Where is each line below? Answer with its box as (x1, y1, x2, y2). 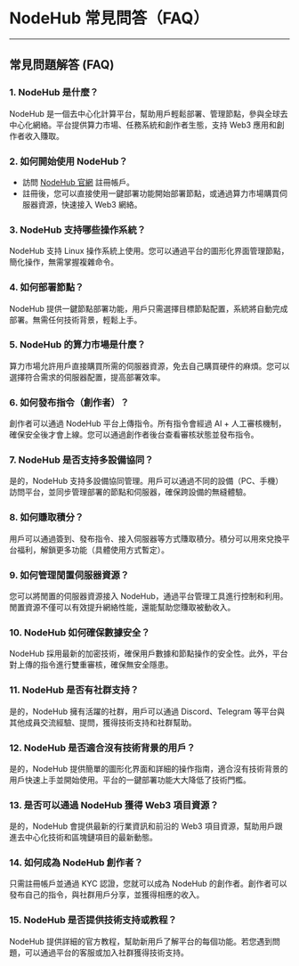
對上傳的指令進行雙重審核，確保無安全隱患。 (9, 659, 174, 670)
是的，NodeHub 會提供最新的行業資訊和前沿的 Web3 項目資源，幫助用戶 (9, 821, 276, 831)
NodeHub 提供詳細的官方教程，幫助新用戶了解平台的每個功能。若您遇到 (9, 936, 273, 946)
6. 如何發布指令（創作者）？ (9, 396, 130, 408)
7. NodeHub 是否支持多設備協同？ (9, 454, 154, 466)
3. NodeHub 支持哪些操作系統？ (9, 224, 147, 236)
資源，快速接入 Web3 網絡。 (37, 199, 142, 209)
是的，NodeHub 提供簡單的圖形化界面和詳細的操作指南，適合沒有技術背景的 (9, 763, 288, 774)
